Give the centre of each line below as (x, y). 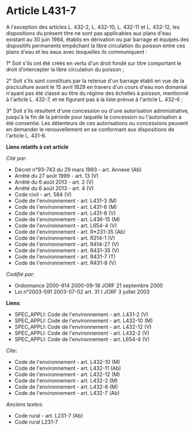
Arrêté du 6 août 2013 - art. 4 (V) (54, 188)
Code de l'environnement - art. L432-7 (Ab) (67, 393)
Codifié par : (20, 274)
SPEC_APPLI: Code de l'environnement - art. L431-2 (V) (81, 314)
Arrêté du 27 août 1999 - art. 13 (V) (57, 176)
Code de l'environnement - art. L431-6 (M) (66, 207)
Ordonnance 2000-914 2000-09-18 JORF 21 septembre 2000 (89, 285)
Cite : (12, 350)
